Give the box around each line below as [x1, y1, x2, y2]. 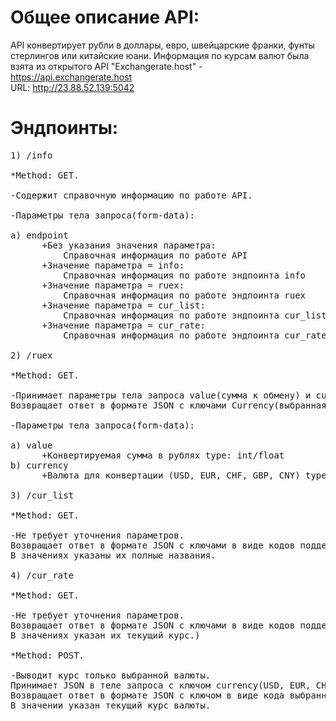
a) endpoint [10, 229, 69, 241]
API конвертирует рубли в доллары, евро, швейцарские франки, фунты [10, 39, 315, 51]
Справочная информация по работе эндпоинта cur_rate [63, 329, 327, 341]
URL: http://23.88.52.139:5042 [10, 81, 135, 93]
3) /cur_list [10, 489, 75, 501]
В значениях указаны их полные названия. [10, 549, 217, 561]
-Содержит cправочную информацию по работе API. [10, 189, 253, 201]
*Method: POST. [10, 649, 85, 661]
